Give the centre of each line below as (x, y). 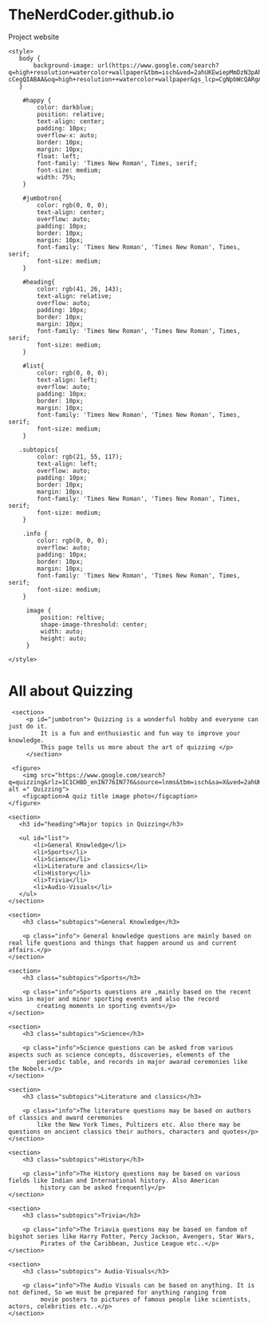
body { (30, 58)
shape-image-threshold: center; (94, 625)
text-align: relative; (75, 296)
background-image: (63, 65)
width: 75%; (57, 177)
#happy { (37, 100)
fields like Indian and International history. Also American (114, 1180)
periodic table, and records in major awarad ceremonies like (142, 1061)
